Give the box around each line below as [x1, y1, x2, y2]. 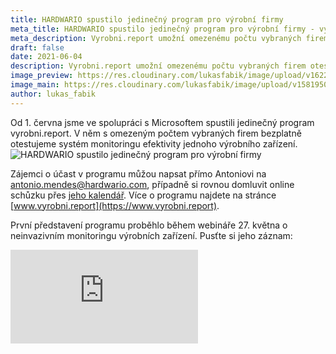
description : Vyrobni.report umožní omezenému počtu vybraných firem [10, 61, 307, 71]
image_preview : [10, 71, 74, 81]
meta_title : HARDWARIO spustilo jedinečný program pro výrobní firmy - [10, 24, 315, 34]
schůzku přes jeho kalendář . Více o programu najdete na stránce [10, 189, 277, 201]
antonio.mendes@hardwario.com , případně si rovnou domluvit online [10, 178, 295, 190]
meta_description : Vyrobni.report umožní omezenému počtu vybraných [10, 33, 302, 43]
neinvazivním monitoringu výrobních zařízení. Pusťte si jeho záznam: [10, 229, 293, 241]
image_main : [10, 80, 60, 90]
